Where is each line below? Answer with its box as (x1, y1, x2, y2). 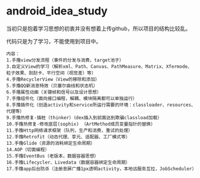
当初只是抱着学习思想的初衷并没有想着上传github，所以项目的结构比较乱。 (6, 25, 191, 32)
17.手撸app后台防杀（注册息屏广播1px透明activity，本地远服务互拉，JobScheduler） (6, 165, 197, 172)
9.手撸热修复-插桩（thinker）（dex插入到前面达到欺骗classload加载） (6, 114, 163, 121)
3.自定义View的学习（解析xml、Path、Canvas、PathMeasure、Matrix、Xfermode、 (6, 63, 193, 70)
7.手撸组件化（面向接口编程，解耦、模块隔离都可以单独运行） (6, 95, 137, 102)
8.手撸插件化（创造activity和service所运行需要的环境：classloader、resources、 (6, 102, 196, 108)
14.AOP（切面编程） (6, 146, 50, 153)
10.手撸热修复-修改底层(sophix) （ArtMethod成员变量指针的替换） (6, 121, 155, 127)
